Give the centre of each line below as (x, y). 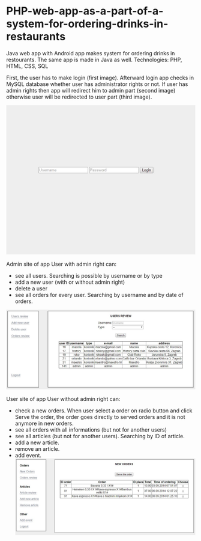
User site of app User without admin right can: (63, 399)
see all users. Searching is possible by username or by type (89, 276)
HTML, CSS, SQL (27, 66)
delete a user (31, 289)
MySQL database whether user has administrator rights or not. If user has (97, 84)
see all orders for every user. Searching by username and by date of (99, 295)
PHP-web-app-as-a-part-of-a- (85, 11)
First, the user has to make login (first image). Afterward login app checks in (100, 78)
